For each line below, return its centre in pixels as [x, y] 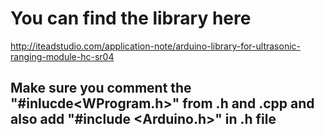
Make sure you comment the [101, 88]
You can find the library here [131, 18]
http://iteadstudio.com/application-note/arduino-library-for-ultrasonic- [155, 46]
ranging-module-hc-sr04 [62, 56]
